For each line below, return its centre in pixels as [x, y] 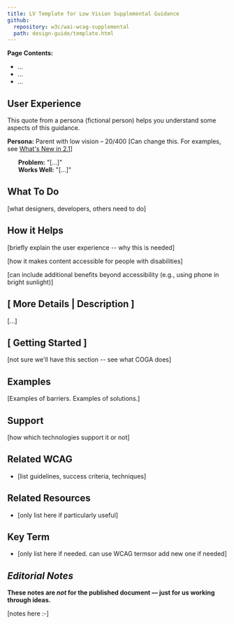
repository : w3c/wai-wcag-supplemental [72, 27]
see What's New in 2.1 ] [40, 149]
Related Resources [49, 498]
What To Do [33, 192]
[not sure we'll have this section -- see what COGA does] [89, 360]
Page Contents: [30, 53]
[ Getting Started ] [47, 342]
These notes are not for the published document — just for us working [111, 593]
